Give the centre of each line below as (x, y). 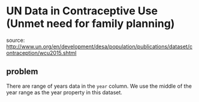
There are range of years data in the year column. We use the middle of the (99, 86)
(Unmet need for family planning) (91, 24)
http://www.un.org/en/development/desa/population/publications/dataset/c (99, 47)
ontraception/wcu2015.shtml (41, 52)
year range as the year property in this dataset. (64, 92)
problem (22, 72)
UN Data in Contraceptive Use (82, 11)
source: (16, 40)
